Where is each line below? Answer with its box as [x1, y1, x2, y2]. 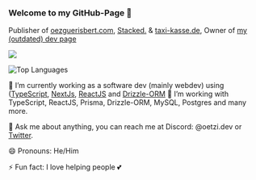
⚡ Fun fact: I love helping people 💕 [8, 162, 122, 172]
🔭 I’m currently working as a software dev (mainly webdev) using [8, 81, 225, 90]
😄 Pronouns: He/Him [8, 146, 79, 156]
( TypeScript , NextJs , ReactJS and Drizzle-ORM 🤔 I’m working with [8, 89, 229, 99]
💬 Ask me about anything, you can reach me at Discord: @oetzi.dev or [8, 122, 242, 132]
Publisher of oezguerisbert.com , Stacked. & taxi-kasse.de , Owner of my [8, 26, 248, 36]
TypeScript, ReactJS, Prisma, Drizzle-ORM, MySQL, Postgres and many [8, 98, 247, 107]
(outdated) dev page [8, 34, 77, 44]
